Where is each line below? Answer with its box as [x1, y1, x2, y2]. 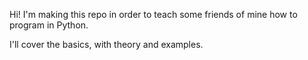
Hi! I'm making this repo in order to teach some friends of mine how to [9, 9, 298, 20]
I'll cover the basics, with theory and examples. [9, 39, 204, 50]
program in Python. [9, 19, 89, 31]
